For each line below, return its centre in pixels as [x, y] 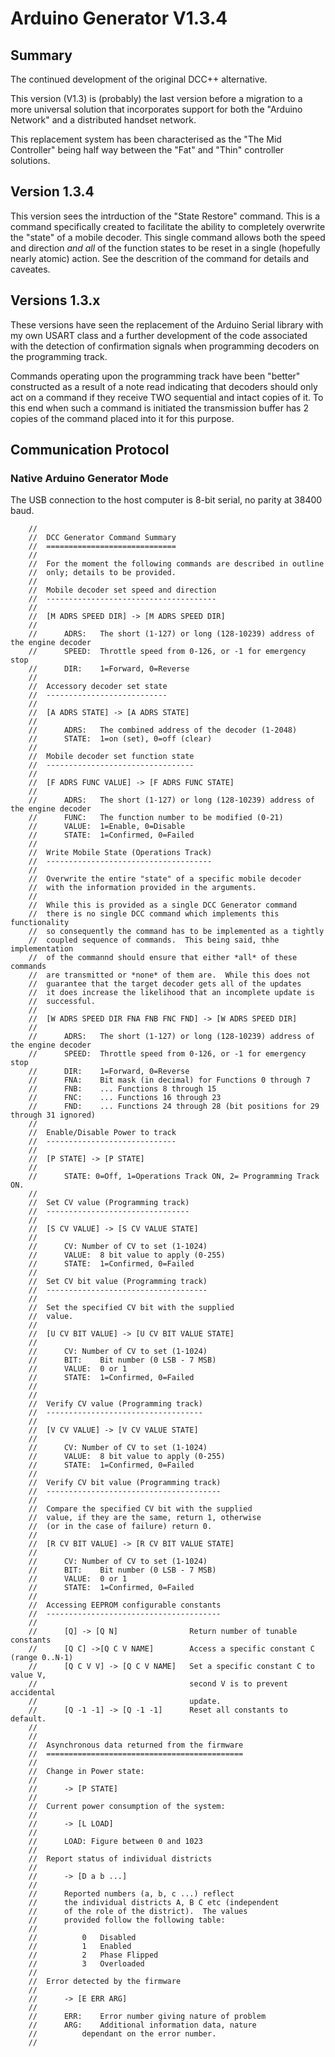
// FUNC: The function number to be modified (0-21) [156, 818]
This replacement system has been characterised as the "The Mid [146, 139]
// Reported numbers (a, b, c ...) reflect [131, 1894]
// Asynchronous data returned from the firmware [136, 1745]
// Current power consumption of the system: [127, 1807]
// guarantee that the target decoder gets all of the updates [165, 984]
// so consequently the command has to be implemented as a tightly [176, 932]
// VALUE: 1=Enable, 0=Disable [107, 827]
